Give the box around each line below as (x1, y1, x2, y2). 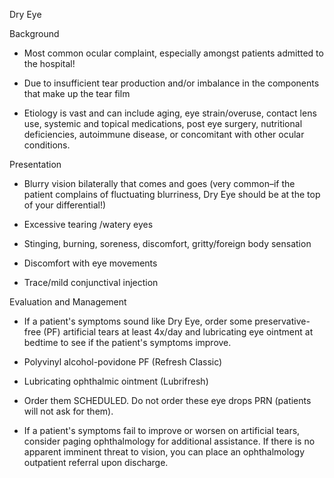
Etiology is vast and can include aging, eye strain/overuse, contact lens (23, 107, 317, 119)
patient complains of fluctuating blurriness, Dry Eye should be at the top (23, 189, 321, 200)
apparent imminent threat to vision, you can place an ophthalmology (23, 446, 306, 458)
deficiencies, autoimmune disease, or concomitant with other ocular (23, 129, 305, 140)
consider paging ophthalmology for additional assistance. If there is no (23, 435, 316, 447)
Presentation (9, 159, 62, 170)
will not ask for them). (23, 405, 114, 417)
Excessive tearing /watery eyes (23, 219, 154, 230)
